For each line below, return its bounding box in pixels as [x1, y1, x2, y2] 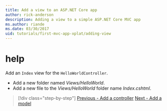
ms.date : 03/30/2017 [5, 26, 50, 32]
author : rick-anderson [5, 12, 54, 17]
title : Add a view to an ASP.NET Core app [5, 7, 97, 13]
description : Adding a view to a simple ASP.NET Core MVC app [5, 17, 141, 22]
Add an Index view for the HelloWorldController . [5, 70, 108, 76]
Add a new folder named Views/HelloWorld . [12, 79, 105, 86]
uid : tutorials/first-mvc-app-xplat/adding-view [5, 31, 111, 36]
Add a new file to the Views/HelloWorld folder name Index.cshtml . [12, 85, 152, 91]
